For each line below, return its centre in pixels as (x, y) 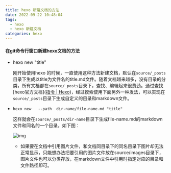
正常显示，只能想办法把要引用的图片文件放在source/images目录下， (92, 153)
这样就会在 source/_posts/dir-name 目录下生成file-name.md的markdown (88, 119)
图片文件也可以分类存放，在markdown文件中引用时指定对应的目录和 (92, 159)
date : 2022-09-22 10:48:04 (34, 15)
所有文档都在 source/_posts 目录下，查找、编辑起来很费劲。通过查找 (92, 86)
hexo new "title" (30, 62)
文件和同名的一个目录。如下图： (46, 126)
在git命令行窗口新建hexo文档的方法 (43, 51)
